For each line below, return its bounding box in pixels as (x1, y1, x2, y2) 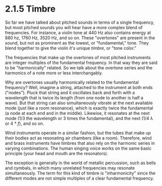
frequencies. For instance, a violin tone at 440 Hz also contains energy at (5, 30, 151, 35)
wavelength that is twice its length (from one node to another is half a (5, 94, 144, 100)
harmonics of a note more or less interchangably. (5, 70, 103, 76)
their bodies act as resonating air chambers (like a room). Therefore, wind (5, 135, 152, 141)
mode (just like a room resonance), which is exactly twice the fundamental (5, 105, 153, 111)
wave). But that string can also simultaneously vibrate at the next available (5, 100, 153, 106)
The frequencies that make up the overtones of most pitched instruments (5, 54, 151, 60)
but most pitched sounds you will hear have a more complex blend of (5, 24, 143, 30)
